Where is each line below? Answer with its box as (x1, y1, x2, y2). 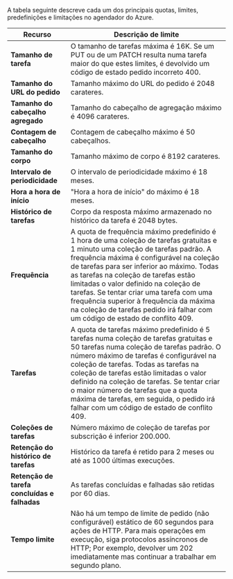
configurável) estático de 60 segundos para (70, 517, 214, 526)
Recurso (23, 30, 52, 39)
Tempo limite (10, 535, 55, 544)
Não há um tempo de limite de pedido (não (70, 509, 209, 518)
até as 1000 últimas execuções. (70, 456, 175, 465)
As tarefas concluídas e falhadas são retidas (70, 480, 215, 490)
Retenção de (10, 472, 53, 481)
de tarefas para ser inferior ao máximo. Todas (70, 261, 219, 271)
